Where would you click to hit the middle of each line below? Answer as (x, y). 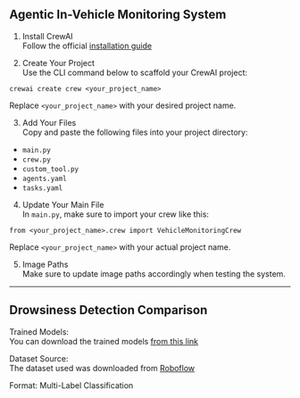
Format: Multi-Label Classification (71, 385)
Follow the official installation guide (87, 46)
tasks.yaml (42, 188)
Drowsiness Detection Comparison (108, 310)
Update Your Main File (63, 204)
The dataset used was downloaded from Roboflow (102, 368)
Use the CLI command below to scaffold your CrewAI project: (135, 72)
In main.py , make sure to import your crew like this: (116, 214)
